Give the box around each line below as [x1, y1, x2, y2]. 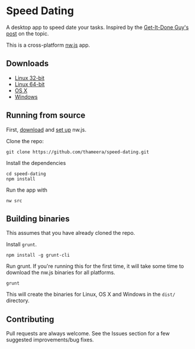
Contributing [6, 314, 54, 324]
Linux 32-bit [14, 74, 45, 81]
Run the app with [6, 186, 48, 193]
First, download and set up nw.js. [6, 126, 87, 133]
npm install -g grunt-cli [6, 253, 70, 258]
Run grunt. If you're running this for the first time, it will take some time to [6, 263, 184, 270]
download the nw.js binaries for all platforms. [6, 269, 115, 276]
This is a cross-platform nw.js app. [6, 41, 90, 49]
